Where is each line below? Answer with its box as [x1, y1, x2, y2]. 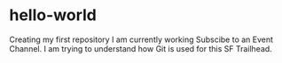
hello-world [9, 5, 98, 25]
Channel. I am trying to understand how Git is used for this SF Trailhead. [9, 43, 272, 53]
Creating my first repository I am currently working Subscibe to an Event [9, 34, 273, 45]
